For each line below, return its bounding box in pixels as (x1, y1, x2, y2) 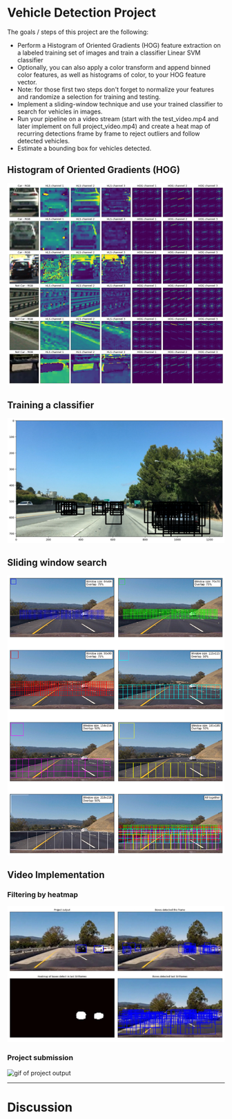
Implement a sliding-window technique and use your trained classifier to (17, 100, 223, 108)
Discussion (7, 1099, 72, 1115)
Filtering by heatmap (7, 890, 78, 900)
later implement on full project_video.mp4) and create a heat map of (17, 122, 211, 130)
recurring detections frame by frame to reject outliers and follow (17, 129, 200, 138)
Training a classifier (7, 399, 95, 411)
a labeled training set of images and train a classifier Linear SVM (17, 48, 201, 57)
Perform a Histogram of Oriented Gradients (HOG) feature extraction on (17, 41, 221, 49)
